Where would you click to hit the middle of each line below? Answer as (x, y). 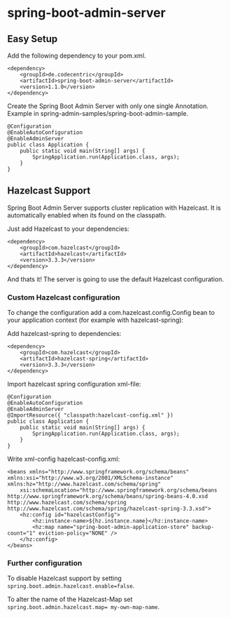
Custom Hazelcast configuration (64, 297)
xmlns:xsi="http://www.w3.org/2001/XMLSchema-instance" (90, 478)
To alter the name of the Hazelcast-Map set (70, 599)
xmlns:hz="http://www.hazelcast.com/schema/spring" (84, 484)
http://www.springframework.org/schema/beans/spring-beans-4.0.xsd (108, 497)
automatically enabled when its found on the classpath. (87, 215)
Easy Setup (33, 39)
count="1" (22, 533)
